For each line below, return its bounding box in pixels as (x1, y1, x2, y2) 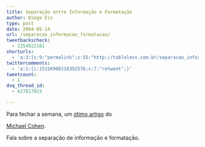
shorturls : (6, 49, 34, 55)
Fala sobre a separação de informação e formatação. (6, 134, 140, 141)
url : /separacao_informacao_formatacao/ (6, 32, 111, 38)
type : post (6, 20, 34, 26)
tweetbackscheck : (6, 37, 51, 43)
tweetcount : (6, 71, 37, 77)
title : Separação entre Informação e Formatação (6, 9, 132, 15)
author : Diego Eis (6, 15, 53, 21)
